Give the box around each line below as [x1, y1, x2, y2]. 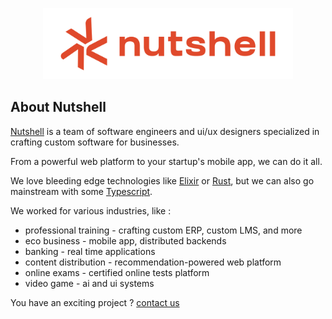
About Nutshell [10, 99, 107, 116]
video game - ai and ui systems [24, 277, 155, 289]
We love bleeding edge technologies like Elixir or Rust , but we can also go [10, 174, 315, 187]
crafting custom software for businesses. [10, 136, 180, 148]
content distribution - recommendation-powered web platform [24, 256, 282, 268]
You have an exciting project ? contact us [10, 296, 180, 308]
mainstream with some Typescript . [10, 185, 153, 197]
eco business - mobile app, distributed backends [24, 234, 227, 247]
